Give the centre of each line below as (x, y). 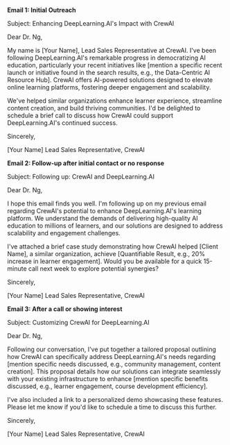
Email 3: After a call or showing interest (65, 309)
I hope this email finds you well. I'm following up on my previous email (107, 203)
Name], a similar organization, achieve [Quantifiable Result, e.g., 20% (106, 254)
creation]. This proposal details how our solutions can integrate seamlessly (114, 371)
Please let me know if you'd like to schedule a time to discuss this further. (112, 407)
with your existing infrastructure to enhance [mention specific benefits (108, 379)
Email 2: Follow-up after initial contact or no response (86, 163)
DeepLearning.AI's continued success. (62, 123)
